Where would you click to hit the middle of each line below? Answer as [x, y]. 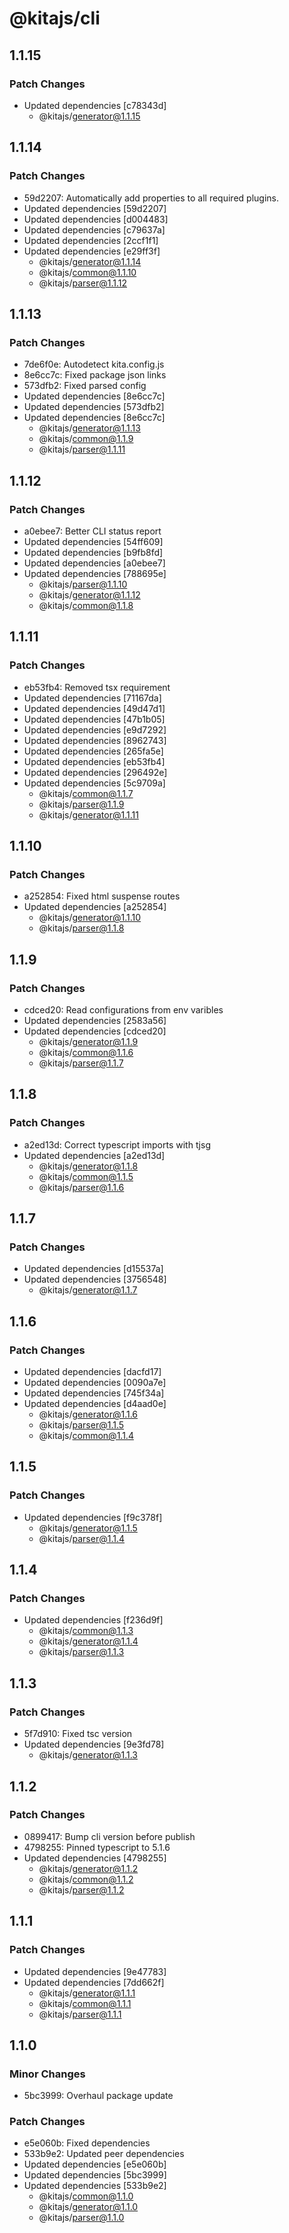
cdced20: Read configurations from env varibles [123, 1010]
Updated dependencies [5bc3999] [95, 2175]
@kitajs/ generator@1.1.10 [90, 918]
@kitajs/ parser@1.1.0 [81, 2218]
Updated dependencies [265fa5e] [93, 751]
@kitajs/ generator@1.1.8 [88, 1166]
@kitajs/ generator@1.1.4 [88, 1641]
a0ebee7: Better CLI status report [92, 531]
